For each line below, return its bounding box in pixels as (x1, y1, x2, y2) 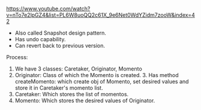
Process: (6, 54, 28, 60)
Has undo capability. (14, 36, 66, 42)
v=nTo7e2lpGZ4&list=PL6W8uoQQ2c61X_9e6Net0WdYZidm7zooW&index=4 (6, 11, 195, 19)
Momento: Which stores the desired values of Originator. (14, 97, 155, 104)
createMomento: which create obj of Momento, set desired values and (14, 78, 189, 85)
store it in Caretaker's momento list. (14, 84, 103, 91)
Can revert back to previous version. (14, 42, 106, 49)
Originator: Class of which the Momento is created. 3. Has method (14, 72, 179, 78)
